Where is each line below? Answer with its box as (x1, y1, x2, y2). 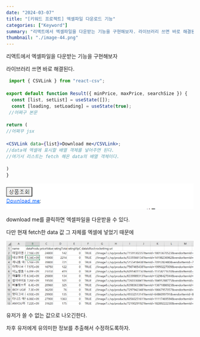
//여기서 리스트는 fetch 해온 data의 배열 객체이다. (6, 153, 120, 159)
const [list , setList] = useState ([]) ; (11, 97, 111, 103)
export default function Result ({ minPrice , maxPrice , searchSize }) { (6, 90, 187, 97)
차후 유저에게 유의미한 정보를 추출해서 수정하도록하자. (6, 324, 130, 331)
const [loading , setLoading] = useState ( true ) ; (11, 103, 132, 109)
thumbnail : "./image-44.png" (6, 35, 79, 41)
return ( (6, 122, 28, 128)
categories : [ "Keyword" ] (6, 22, 68, 28)
